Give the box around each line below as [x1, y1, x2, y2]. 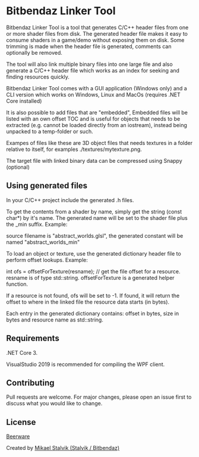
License [6, 417, 36, 427]
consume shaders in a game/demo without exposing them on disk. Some [6, 36, 185, 43]
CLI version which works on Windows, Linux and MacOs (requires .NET [6, 91, 181, 98]
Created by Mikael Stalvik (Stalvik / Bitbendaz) [6, 445, 120, 452]
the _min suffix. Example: [6, 220, 68, 228]
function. [6, 280, 29, 288]
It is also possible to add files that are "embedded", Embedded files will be [6, 109, 188, 116]
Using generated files [6, 181, 88, 191]
